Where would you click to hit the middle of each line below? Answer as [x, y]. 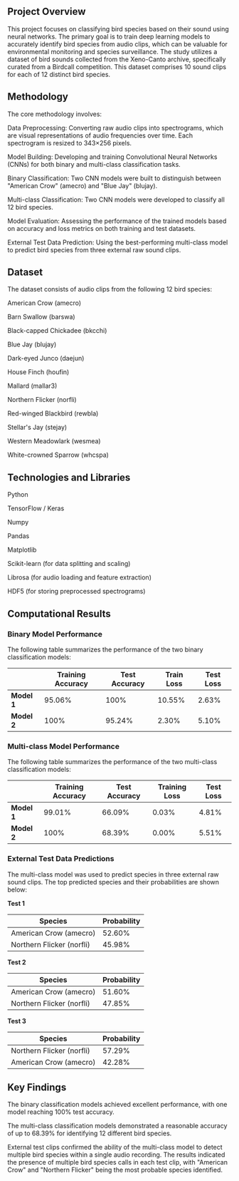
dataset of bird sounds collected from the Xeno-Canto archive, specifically [117, 59]
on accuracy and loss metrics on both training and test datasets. [102, 228]
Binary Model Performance [55, 634]
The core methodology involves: [54, 114]
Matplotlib [22, 550]
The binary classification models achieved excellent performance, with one [117, 1105]
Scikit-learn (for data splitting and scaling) [69, 564]
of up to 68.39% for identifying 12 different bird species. [90, 1133]
